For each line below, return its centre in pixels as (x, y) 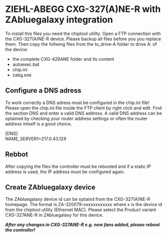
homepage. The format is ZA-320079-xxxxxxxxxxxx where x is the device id (83, 205)
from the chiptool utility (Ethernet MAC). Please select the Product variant (81, 210)
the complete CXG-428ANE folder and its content (63, 59)
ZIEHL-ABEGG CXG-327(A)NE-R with (83, 9)
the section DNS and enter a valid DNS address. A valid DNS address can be (83, 113)
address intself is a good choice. (39, 123)
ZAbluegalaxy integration (59, 20)
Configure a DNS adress (43, 91)
